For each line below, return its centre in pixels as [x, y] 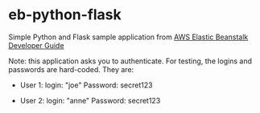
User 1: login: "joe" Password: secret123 [86, 85]
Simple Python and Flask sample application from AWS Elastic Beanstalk [128, 37]
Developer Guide [36, 45]
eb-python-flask [65, 15]
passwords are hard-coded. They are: [71, 69]
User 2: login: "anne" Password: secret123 [90, 100]
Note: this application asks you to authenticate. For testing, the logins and [130, 61]
